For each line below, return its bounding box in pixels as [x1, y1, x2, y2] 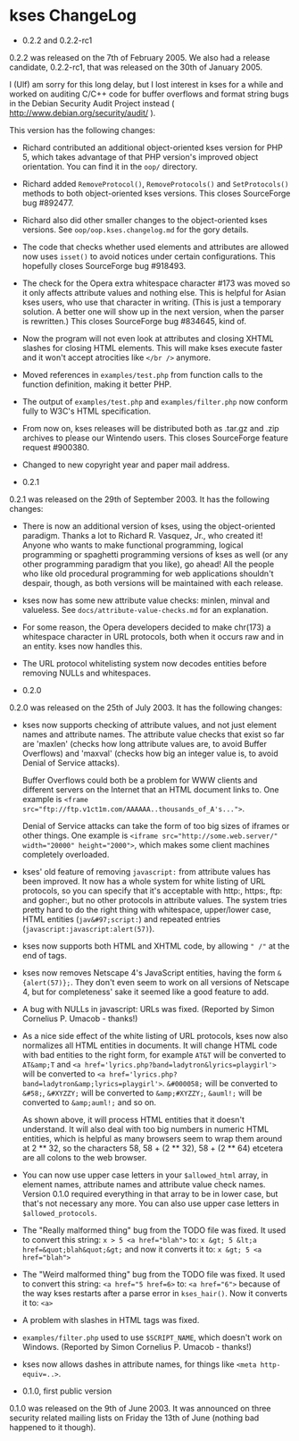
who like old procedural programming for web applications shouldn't [21, 568, 274, 579]
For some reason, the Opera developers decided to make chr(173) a [21, 622, 271, 633]
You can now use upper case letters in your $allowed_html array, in [21, 1169, 269, 1180]
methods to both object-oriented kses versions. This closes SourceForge [21, 188, 291, 198]
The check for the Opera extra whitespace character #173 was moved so [21, 278, 291, 289]
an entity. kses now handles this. [21, 641, 143, 651]
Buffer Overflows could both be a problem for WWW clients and [21, 775, 258, 785]
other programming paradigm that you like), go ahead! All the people [21, 558, 275, 569]
